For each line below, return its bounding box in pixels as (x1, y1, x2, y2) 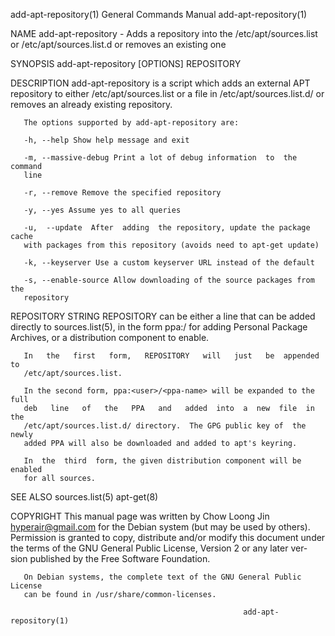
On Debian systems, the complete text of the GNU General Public (23, 572, 302, 582)
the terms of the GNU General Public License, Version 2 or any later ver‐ (10, 542, 308, 554)
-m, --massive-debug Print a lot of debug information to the (23, 153, 298, 163)
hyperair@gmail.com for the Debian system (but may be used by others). (10, 521, 311, 533)
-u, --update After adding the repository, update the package (23, 223, 311, 233)
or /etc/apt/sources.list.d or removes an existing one (10, 39, 227, 50)
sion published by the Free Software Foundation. (10, 553, 211, 564)
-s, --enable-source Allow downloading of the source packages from (23, 275, 315, 285)
